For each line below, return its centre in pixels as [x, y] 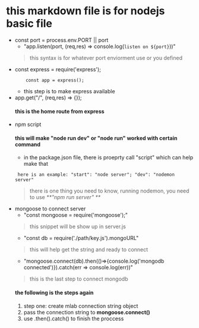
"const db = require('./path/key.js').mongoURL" [81, 238]
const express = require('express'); [58, 69]
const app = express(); [55, 80]
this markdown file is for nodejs [86, 11]
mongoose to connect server [50, 209]
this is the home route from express [60, 111]
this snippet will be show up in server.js [78, 226]
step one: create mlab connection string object [81, 306]
